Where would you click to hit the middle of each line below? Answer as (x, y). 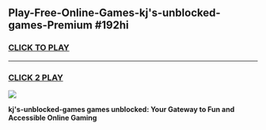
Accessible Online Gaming (53, 117)
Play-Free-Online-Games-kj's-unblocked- (114, 13)
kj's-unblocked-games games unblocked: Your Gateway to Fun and (122, 109)
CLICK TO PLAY (39, 48)
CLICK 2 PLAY (36, 77)
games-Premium (50, 26)
